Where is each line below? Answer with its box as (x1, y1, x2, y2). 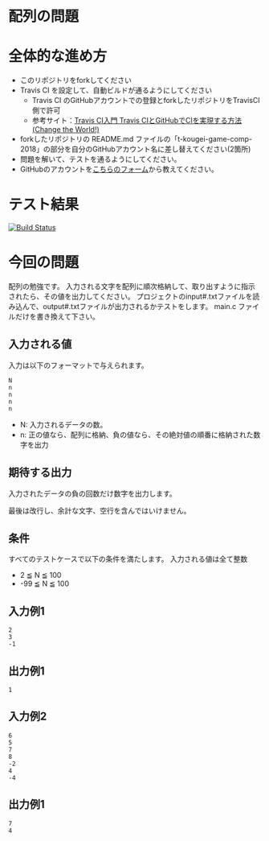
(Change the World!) (31, 125, 100, 134)
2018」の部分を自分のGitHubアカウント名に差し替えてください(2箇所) (19, 144, 251, 154)
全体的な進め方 (8, 47, 108, 65)
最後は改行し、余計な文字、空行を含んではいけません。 (8, 505, 191, 515)
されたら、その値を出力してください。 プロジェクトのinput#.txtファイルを (8, 291, 253, 301)
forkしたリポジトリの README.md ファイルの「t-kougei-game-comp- (19, 134, 253, 144)
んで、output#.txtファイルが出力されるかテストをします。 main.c (22, 302, 237, 311)
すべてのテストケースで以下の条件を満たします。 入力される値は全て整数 (8, 554, 248, 564)
